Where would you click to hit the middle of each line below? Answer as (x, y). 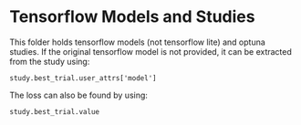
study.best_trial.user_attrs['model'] (83, 78)
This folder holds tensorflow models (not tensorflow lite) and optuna (138, 42)
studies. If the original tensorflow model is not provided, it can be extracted (150, 51)
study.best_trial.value (55, 111)
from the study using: (50, 61)
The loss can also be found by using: (79, 95)
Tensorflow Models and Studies (132, 17)
